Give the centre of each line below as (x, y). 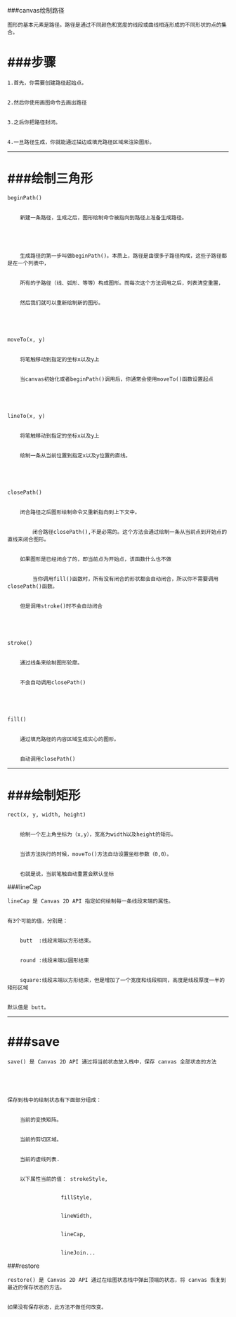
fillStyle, (77, 1197)
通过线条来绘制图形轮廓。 (51, 662)
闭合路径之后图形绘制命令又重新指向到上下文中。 (80, 512)
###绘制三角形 (50, 179)
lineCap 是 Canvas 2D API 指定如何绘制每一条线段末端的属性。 (91, 901)
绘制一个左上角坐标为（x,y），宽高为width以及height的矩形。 (98, 834)
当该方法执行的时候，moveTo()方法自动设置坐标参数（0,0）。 (96, 854)
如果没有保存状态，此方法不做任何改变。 (57, 1307)
